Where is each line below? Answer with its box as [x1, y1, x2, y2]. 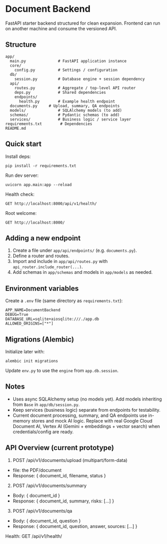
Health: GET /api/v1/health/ [5, 533, 62, 539]
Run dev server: [5, 172, 39, 178]
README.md [5, 126, 27, 131]
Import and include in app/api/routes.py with [12, 258, 108, 265]
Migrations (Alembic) [5, 335, 74, 344]
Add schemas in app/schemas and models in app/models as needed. [12, 269, 153, 275]
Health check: [5, 191, 35, 197]
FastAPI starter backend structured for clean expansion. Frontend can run [5, 20, 161, 26]
